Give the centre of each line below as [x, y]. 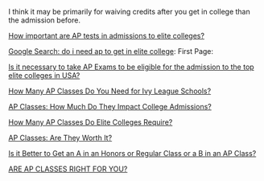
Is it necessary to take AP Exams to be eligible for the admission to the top [132, 67]
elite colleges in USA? [44, 75]
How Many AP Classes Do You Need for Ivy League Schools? [110, 91]
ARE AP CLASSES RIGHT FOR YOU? [68, 169]
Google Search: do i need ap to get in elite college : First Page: [111, 51]
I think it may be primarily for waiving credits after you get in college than [130, 12]
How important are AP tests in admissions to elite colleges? [107, 36]
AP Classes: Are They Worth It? [60, 138]
